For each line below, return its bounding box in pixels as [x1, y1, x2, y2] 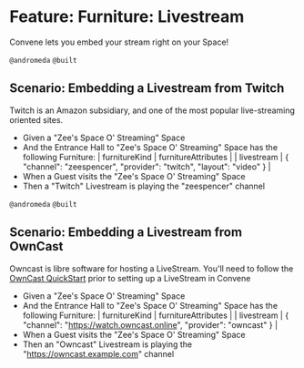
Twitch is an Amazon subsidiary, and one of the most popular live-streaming [9, 105, 296, 116]
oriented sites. [9, 114, 64, 125]
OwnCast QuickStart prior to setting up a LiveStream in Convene [9, 272, 251, 283]
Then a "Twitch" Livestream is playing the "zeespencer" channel [22, 180, 266, 191]
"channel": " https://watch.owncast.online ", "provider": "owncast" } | [22, 319, 279, 330]
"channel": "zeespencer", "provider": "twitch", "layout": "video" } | [22, 161, 271, 172]
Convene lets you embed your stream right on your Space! [9, 36, 229, 47]
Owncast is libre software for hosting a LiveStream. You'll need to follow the [9, 262, 294, 274]
